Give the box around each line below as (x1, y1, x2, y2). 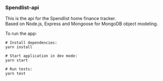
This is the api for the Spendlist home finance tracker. (5, 16, 116, 22)
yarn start (5, 58, 28, 63)
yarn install (5, 45, 33, 50)
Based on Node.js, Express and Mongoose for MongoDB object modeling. (5, 21, 158, 27)
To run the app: (5, 31, 37, 37)
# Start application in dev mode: (5, 53, 78, 59)
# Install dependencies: (5, 40, 57, 45)
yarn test (5, 71, 26, 76)
